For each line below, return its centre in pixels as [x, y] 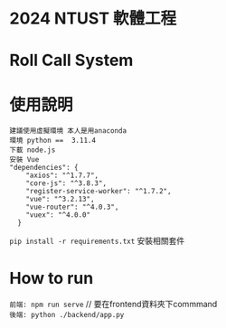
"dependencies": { [44, 168]
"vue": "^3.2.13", [60, 200]
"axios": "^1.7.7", [62, 176]
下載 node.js [33, 150]
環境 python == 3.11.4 [53, 141]
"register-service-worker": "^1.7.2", [99, 192]
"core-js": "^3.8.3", [66, 183]
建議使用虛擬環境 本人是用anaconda [68, 131]
